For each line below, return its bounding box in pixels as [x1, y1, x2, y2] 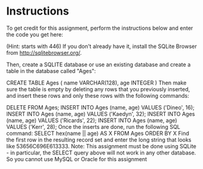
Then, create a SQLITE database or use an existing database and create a [6, 61, 191, 68]
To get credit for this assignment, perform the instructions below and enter [6, 24, 193, 32]
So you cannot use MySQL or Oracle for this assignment [6, 155, 147, 162]
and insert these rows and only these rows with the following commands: [6, 92, 190, 99]
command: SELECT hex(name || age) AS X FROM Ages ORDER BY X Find [6, 129, 190, 137]
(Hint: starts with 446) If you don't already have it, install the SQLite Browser [6, 43, 198, 50]
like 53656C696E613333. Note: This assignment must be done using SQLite [6, 142, 196, 150]
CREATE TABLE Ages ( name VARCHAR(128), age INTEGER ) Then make [6, 79, 187, 86]
